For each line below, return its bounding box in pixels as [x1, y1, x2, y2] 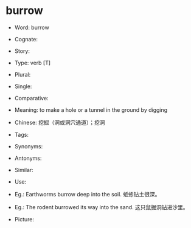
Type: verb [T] [14, 59, 51, 66]
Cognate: [14, 35, 38, 43]
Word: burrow [14, 24, 49, 31]
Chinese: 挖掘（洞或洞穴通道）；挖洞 [14, 119, 105, 126]
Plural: [14, 71, 31, 78]
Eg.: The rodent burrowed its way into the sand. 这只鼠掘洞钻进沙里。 [14, 203, 189, 210]
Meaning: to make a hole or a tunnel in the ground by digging [14, 106, 168, 113]
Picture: [14, 215, 35, 223]
